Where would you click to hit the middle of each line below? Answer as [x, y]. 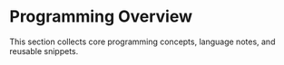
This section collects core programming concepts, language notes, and [142, 42]
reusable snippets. [44, 51]
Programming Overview [101, 17]
